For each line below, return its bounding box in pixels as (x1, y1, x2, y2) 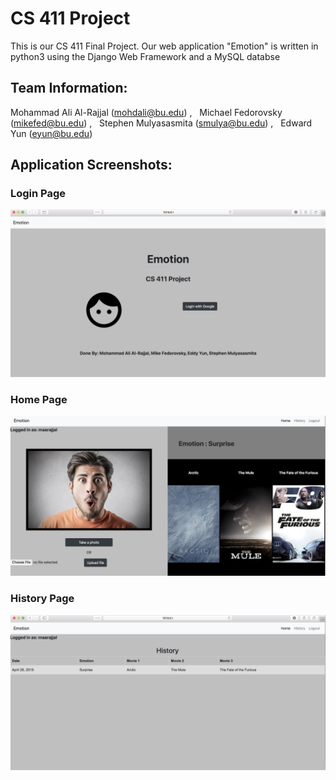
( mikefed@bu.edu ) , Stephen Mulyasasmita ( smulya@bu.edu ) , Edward (10, 117, 313, 129)
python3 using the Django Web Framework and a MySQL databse (10, 50, 281, 62)
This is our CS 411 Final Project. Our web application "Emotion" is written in (10, 40, 319, 52)
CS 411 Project (10, 7, 131, 30)
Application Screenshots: (10, 157, 173, 174)
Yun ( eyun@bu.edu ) (10, 127, 93, 139)
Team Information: (10, 80, 128, 97)
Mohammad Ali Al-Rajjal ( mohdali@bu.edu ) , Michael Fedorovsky (10, 106, 283, 118)
